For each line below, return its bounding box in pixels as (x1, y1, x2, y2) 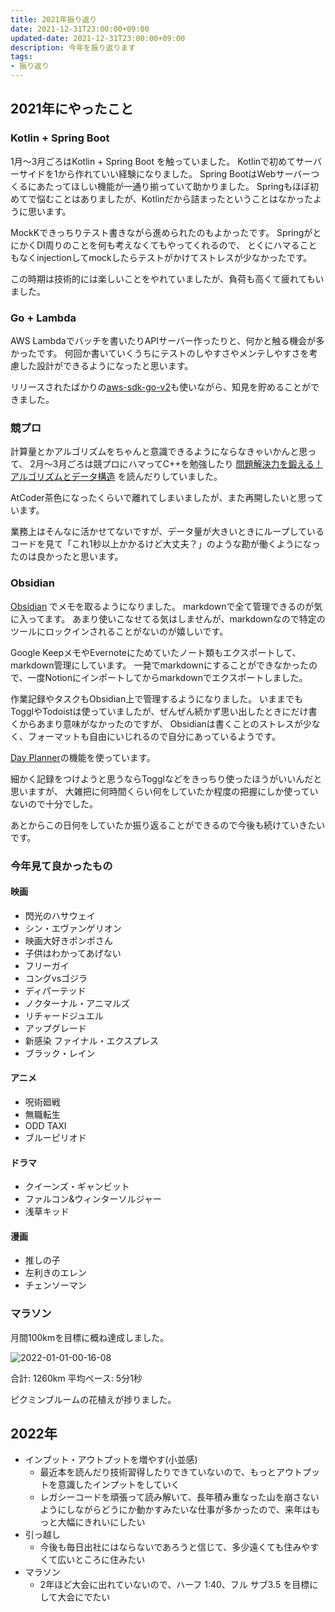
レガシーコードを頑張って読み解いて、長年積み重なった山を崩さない (39, 1491, 320, 1503)
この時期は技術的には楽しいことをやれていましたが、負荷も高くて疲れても (10, 272, 316, 285)
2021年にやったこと (10, 101, 134, 118)
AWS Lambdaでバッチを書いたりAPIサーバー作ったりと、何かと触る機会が (10, 334, 317, 346)
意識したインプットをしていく (57, 1479, 180, 1491)
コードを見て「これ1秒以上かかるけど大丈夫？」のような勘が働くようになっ (10, 538, 321, 550)
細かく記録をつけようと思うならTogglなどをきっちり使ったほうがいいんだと (10, 772, 323, 785)
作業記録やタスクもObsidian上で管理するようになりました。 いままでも (10, 692, 304, 705)
